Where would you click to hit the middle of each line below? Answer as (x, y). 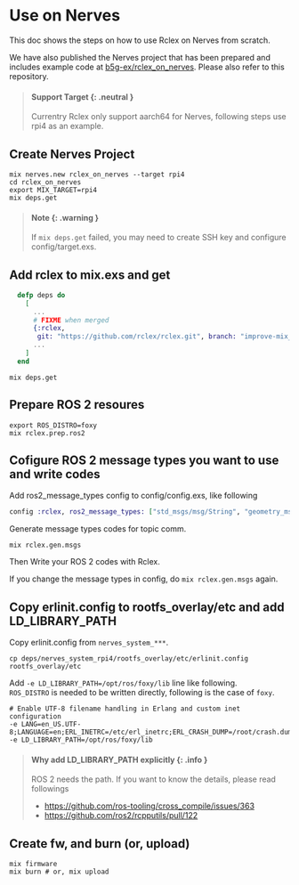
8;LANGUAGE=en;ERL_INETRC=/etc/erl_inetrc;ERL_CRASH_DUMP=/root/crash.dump (153, 732)
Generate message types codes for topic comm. (98, 529)
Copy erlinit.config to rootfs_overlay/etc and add (147, 607)
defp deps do (41, 295)
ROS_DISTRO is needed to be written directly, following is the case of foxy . (142, 693)
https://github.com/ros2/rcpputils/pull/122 (121, 816)
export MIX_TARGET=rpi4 (53, 190)
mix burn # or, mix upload (59, 872)
